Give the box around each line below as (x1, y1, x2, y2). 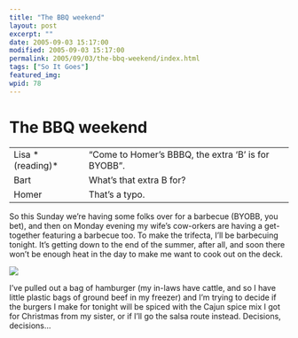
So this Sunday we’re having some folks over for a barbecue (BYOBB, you (9, 210, 278, 222)
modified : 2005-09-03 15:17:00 (9, 46, 125, 55)
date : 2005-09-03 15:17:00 (9, 37, 109, 47)
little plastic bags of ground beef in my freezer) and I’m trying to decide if (9, 292, 277, 303)
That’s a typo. (88, 188, 145, 200)
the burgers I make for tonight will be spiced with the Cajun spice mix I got (9, 301, 281, 311)
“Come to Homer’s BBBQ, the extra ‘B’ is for (88, 148, 270, 161)
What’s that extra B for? (88, 174, 186, 186)
